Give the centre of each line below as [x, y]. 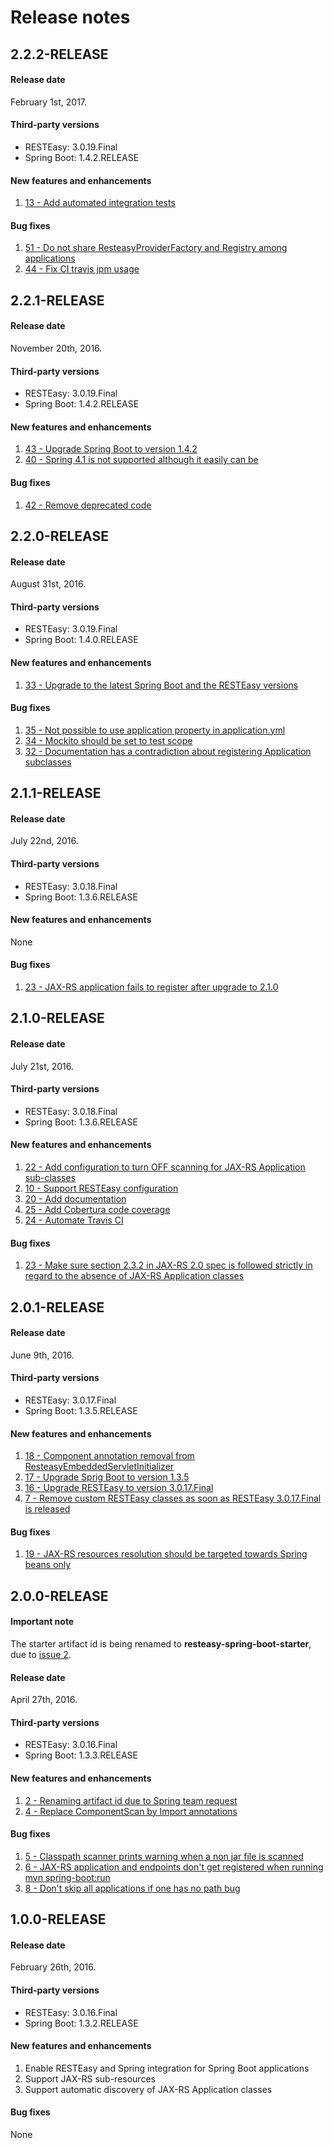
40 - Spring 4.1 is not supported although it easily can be [141, 460]
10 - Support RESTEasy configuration [101, 1188]
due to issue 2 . [41, 1654]
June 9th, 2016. [42, 1355]
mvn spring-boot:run [67, 1877]
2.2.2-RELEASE [59, 54]
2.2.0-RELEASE [59, 536]
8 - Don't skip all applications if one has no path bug [132, 1888]
